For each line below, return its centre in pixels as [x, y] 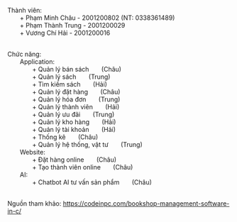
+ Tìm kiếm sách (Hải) [70, 84]
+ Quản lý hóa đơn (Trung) [76, 99]
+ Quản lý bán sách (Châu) [77, 69]
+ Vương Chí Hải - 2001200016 [65, 33]
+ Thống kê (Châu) [65, 137]
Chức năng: [24, 54]
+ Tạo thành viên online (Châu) [83, 167]
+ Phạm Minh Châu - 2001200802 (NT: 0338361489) [98, 18]
